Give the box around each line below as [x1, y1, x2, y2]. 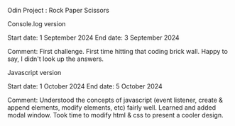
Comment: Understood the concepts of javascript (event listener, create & [7, 96, 224, 104]
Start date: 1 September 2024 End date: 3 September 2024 [7, 33, 180, 42]
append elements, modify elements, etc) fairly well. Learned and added [7, 103, 217, 112]
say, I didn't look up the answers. [7, 55, 104, 63]
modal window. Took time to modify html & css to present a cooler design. [7, 111, 224, 119]
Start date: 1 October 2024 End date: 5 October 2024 [7, 82, 163, 91]
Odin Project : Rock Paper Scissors [7, 6, 110, 14]
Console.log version [7, 20, 66, 28]
